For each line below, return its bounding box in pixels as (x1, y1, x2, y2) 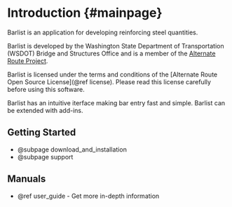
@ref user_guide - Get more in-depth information (17, 192, 160, 200)
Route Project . (7, 56, 48, 65)
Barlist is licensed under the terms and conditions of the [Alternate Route (7, 70, 218, 79)
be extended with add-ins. (7, 106, 83, 114)
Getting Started (7, 126, 76, 138)
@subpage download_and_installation (17, 145, 128, 154)
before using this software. (7, 85, 86, 93)
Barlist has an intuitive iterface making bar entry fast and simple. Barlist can (7, 98, 226, 107)
